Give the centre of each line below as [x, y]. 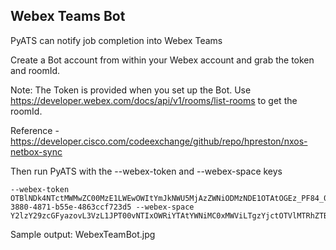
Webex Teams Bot [68, 16]
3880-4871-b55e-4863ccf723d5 [71, 207]
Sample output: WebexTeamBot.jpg [83, 234]
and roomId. [35, 70]
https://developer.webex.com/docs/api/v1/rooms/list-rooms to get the [154, 100]
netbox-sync [36, 151]
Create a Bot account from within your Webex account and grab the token [162, 60]
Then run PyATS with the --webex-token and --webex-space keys [146, 171]
